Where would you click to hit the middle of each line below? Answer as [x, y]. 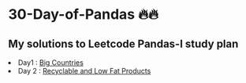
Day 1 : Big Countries [51, 63]
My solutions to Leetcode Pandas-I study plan [123, 43]
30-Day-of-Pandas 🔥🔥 [84, 14]
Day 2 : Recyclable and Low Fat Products [85, 71]
